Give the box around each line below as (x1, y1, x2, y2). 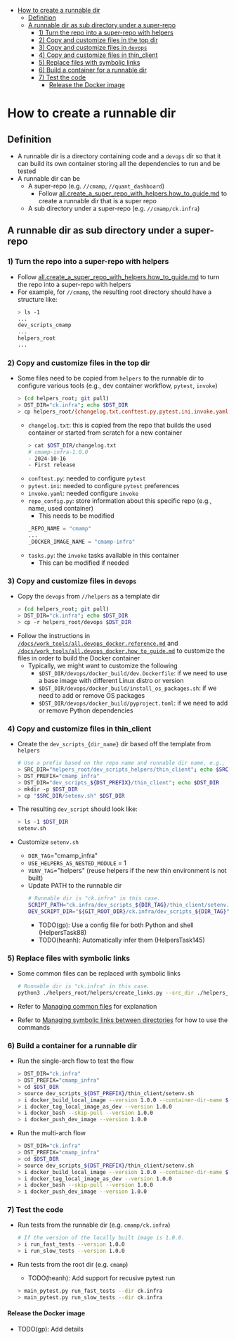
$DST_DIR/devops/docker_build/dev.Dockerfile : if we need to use (38, 668, 228, 677)
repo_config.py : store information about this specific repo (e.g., (27, 497, 212, 505)
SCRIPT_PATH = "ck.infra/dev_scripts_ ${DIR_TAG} (27, 902, 167, 909)
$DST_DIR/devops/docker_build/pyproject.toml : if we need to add (38, 698, 228, 707)
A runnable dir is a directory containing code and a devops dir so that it (17, 152, 221, 160)
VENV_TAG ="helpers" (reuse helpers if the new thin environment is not (27, 867, 227, 875)
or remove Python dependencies (38, 706, 133, 715)
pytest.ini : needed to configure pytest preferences (27, 482, 180, 490)
